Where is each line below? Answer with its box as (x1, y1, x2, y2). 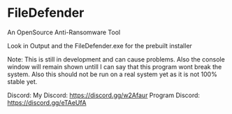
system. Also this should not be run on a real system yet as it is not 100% (7, 70, 218, 78)
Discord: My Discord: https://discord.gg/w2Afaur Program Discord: (7, 91, 201, 99)
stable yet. (7, 77, 38, 85)
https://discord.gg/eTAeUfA (7, 98, 87, 106)
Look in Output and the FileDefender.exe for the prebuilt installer (7, 41, 192, 50)
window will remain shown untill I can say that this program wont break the (7, 62, 222, 71)
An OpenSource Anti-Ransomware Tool (7, 28, 121, 36)
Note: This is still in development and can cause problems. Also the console (7, 55, 225, 64)
